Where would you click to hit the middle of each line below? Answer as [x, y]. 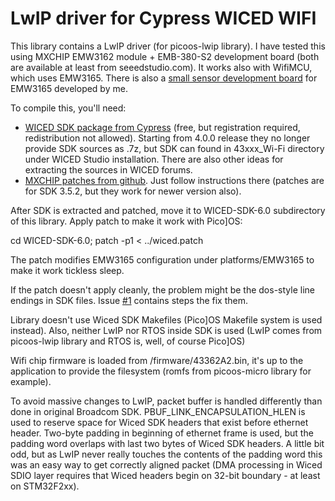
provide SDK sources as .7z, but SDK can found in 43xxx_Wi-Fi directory [174, 148]
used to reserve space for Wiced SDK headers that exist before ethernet [159, 422]
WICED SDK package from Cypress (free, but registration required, [162, 127]
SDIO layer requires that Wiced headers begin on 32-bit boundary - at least [165, 475]
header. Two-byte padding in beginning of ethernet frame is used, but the [162, 433]
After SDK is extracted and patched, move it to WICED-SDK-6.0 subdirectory [168, 210]
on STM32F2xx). [45, 486]
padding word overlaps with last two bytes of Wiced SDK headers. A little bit [167, 443]
